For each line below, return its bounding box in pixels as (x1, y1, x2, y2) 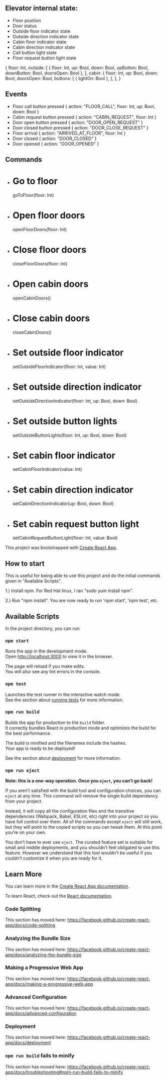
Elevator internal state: (5, 4, 78, 13)
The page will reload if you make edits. (5, 663, 85, 669)
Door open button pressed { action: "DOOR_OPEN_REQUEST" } (12, 119, 143, 125)
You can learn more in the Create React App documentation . (5, 883, 130, 889)
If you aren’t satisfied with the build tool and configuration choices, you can (5, 787, 161, 794)
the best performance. (5, 730, 52, 736)
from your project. (5, 798, 43, 805)
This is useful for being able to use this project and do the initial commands (5, 572, 160, 579)
